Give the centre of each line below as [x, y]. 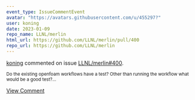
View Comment [25, 90]
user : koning [23, 23]
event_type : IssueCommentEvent [46, 12]
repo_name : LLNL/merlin [36, 35]
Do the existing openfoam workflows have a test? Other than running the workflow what [97, 74]
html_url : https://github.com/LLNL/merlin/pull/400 [73, 40]
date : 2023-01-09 [28, 29]
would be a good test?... [31, 79]
